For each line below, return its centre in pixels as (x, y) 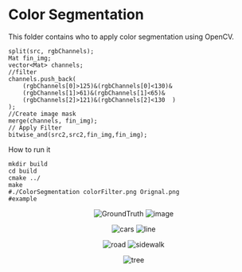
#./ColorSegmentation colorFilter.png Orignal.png (94, 192)
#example (23, 199)
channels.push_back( (43, 79)
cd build (23, 171)
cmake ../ (25, 178)
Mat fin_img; (30, 58)
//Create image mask (43, 114)
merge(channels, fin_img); (53, 121)
